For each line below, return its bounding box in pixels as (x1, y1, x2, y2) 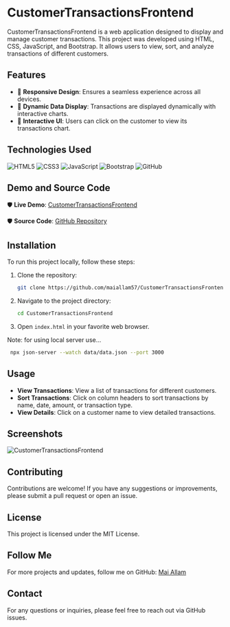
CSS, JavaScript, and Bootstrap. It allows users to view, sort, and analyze (7, 42, 214, 50)
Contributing (7, 466, 63, 478)
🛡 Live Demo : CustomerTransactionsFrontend (7, 201, 137, 209)
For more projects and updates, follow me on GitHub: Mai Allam (7, 568, 187, 576)
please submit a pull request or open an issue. (7, 492, 138, 500)
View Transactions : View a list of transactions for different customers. (16, 386, 217, 394)
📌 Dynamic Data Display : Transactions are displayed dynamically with (16, 102, 216, 111)
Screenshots (7, 428, 63, 440)
